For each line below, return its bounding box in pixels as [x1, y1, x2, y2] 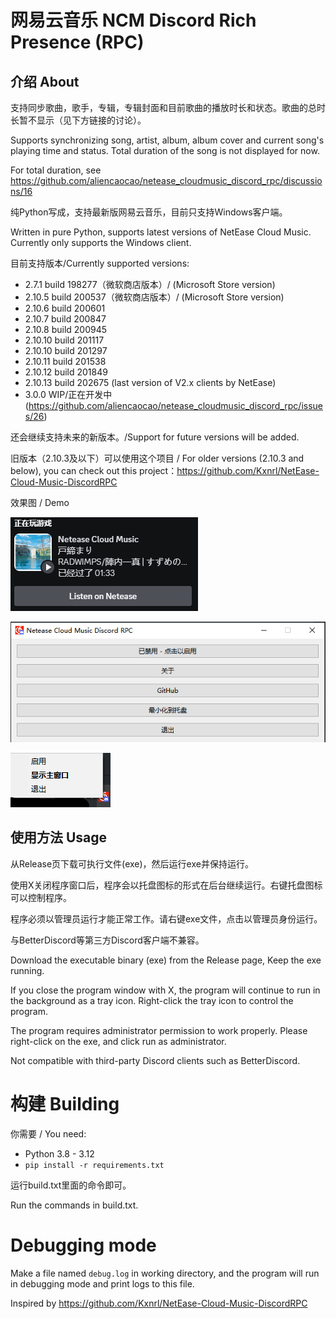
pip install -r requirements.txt [24, 1160, 165, 1170]
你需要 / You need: [10, 1127, 87, 1140]
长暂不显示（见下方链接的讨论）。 [10, 114, 147, 126]
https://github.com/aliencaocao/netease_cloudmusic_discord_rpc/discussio [10, 175, 323, 186]
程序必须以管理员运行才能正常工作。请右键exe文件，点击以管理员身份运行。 [10, 912, 323, 925]
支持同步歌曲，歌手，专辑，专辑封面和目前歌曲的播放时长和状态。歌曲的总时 [10, 102, 326, 113]
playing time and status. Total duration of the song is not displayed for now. [10, 145, 320, 156]
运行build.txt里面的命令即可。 [10, 1179, 132, 1191]
